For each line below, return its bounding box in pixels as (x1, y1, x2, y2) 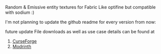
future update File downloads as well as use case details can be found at (5, 29, 155, 34)
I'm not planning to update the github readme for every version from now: (5, 19, 156, 25)
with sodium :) (5, 9, 35, 15)
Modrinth (12, 44, 31, 49)
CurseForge (12, 38, 37, 44)
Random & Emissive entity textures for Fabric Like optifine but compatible (5, 4, 156, 10)
